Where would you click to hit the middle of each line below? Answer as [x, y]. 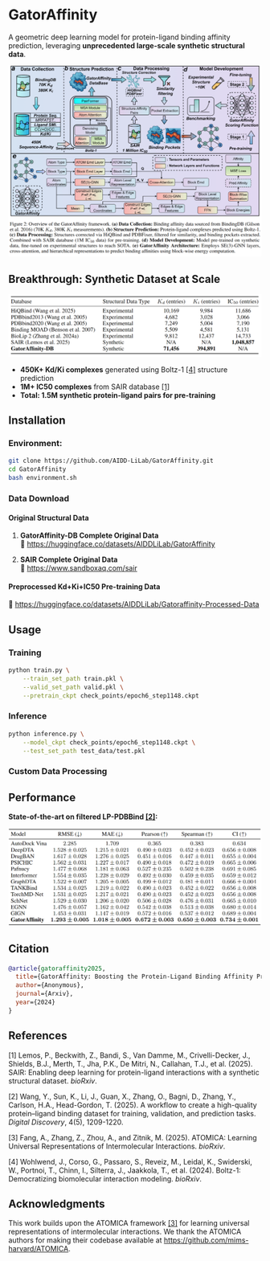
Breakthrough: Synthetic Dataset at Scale [115, 279]
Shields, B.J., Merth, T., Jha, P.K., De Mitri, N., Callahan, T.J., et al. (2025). [131, 1063]
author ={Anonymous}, [50, 985]
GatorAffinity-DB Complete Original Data [89, 535]
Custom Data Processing [58, 772]
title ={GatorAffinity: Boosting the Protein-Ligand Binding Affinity [134, 977]
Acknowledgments [57, 1204]
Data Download [39, 498]
